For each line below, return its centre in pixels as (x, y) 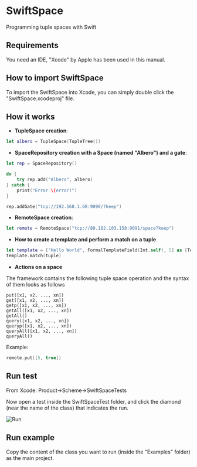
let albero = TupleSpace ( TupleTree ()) (53, 142)
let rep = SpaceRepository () (42, 163)
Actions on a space (38, 267)
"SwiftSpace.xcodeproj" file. (40, 98)
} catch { (18, 185)
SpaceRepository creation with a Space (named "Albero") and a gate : (101, 153)
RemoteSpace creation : (44, 217)
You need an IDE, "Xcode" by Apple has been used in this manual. (86, 59)
